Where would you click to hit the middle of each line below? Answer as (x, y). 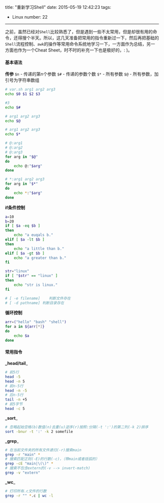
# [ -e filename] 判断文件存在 (38, 298)
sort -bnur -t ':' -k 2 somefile (39, 431)
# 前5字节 (14, 404)
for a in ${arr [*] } (25, 327)
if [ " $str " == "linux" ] (31, 276)
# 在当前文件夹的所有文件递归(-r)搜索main (43, 450)
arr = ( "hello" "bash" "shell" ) (36, 322)
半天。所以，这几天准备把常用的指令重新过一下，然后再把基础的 (95, 38)
